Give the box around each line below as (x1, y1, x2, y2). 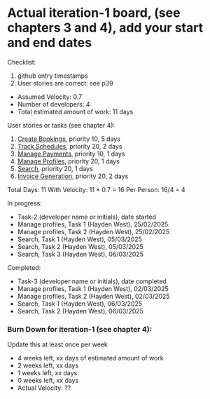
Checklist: (7, 58, 36, 66)
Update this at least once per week (7, 340, 108, 349)
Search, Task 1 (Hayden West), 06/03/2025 (17, 299, 143, 308)
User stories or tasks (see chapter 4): (7, 121, 115, 129)
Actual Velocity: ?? (17, 384, 71, 392)
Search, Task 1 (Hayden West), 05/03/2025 (17, 235, 142, 243)
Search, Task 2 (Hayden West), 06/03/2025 (17, 306, 143, 315)
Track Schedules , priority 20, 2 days (17, 142, 122, 150)
